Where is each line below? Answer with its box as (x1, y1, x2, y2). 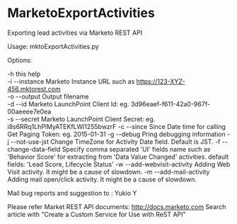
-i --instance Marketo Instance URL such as (7, 77, 135, 86)
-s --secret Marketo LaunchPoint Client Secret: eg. (7, 115, 156, 123)
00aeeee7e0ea (7, 107, 52, 116)
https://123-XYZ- (136, 77, 185, 86)
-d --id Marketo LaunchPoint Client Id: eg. (7, 99, 129, 108)
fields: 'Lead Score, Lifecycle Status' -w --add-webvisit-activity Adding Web (7, 159, 231, 168)
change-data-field (7, 145, 61, 153)
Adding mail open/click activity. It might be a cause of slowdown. (7, 175, 197, 184)
